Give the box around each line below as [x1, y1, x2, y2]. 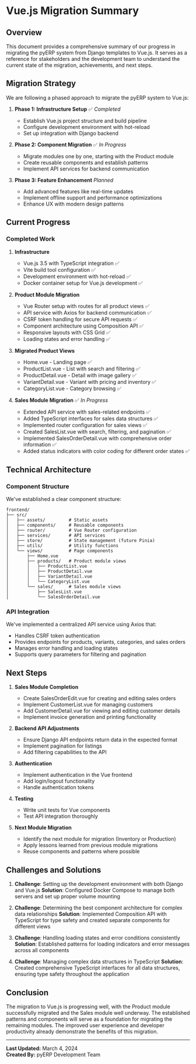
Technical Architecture [6, 465, 92, 475]
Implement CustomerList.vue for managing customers [23, 701, 153, 708]
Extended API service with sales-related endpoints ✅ [23, 408, 150, 415]
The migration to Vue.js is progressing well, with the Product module [6, 1003, 170, 1010]
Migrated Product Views [14, 347, 75, 354]
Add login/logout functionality [23, 777, 95, 785]
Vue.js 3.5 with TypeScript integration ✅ [23, 260, 120, 267]
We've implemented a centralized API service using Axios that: [6, 621, 156, 628]
